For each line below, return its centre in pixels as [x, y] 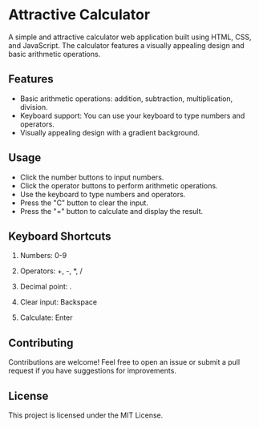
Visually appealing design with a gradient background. [110, 132]
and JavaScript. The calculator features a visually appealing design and [126, 45]
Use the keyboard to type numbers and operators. [103, 194]
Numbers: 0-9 [43, 256]
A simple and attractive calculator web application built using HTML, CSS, [130, 37]
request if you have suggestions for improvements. [92, 371]
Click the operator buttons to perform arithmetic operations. [119, 185]
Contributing [41, 343]
